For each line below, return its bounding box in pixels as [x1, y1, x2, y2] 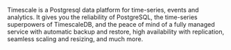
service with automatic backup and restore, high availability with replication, [7, 27, 225, 36]
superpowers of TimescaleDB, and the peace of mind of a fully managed [7, 21, 215, 28]
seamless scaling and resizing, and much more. [7, 35, 144, 43]
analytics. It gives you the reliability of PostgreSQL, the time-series [7, 13, 198, 21]
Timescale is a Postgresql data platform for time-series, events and [7, 6, 199, 14]
